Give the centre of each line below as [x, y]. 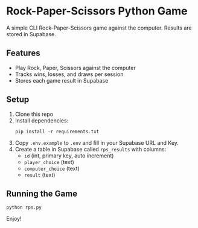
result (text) [40, 175]
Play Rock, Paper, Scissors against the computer [75, 68]
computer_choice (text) [52, 168]
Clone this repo [34, 114]
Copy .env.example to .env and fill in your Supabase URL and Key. [97, 142]
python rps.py [24, 207]
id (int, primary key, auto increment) [69, 156]
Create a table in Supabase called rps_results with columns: [91, 149]
